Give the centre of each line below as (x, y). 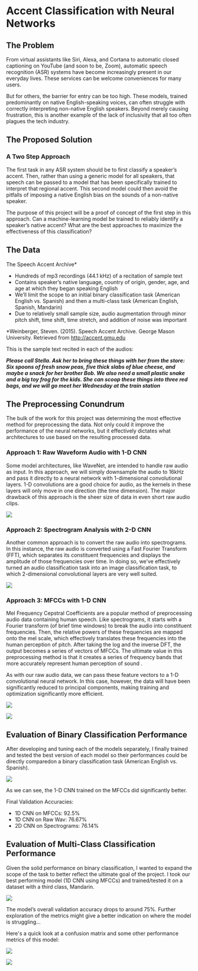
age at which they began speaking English (66, 288)
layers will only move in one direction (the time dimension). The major (91, 491)
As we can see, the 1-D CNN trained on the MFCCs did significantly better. (97, 791)
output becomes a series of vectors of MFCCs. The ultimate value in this (94, 651)
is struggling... (24, 922)
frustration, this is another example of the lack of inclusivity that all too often (99, 115)
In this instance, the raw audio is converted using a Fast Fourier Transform (97, 549)
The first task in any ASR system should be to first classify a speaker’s (92, 169)
